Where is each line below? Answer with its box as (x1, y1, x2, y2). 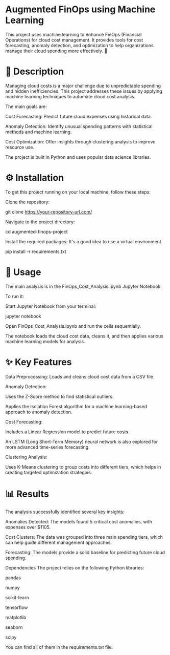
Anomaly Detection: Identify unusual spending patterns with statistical (5, 123, 153, 129)
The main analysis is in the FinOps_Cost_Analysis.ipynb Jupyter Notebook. (5, 283, 162, 289)
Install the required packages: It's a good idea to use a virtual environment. (5, 238, 163, 244)
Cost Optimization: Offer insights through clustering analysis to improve (5, 138, 156, 144)
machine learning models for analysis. (5, 338, 85, 344)
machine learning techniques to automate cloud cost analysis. (5, 93, 136, 99)
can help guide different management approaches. (5, 539, 112, 545)
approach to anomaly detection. (5, 409, 72, 415)
